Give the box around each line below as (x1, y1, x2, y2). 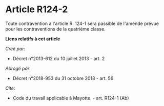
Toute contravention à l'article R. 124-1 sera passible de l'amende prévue (5, 20, 159, 26)
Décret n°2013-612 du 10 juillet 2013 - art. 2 (12, 55, 105, 62)
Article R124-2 (5, 4, 68, 15)
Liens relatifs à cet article (5, 36, 60, 42)
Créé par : (5, 45, 26, 51)
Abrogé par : (5, 65, 31, 71)
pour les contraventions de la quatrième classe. (5, 25, 106, 32)
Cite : (5, 85, 15, 91)
